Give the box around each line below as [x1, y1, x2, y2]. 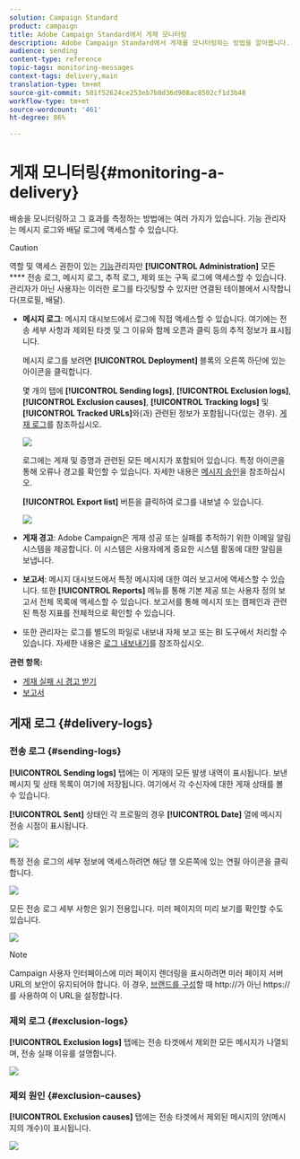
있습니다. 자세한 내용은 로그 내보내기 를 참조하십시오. [21, 638, 204, 649]
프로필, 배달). [19, 294, 65, 305]
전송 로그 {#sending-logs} [9, 745, 122, 758]
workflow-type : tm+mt [9, 96, 90, 106]
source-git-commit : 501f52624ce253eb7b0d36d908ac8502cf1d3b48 [9, 88, 246, 97]
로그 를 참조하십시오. [31, 419, 102, 430]
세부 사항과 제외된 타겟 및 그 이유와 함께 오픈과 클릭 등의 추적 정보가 [31, 325, 269, 336]
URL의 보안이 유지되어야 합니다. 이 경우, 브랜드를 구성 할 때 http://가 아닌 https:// [9, 979, 291, 989]
